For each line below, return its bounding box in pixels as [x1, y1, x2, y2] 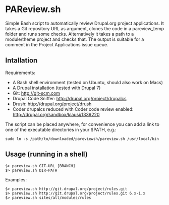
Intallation [5, 56, 38, 65]
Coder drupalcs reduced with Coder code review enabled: [12, 106, 134, 112]
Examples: [5, 176, 27, 182]
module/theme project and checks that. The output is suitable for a [5, 36, 144, 42]
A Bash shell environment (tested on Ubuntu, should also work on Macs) [12, 79, 163, 85]
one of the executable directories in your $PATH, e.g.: [5, 126, 117, 132]
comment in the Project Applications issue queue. [5, 41, 108, 47]
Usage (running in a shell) [5, 150, 88, 159]
